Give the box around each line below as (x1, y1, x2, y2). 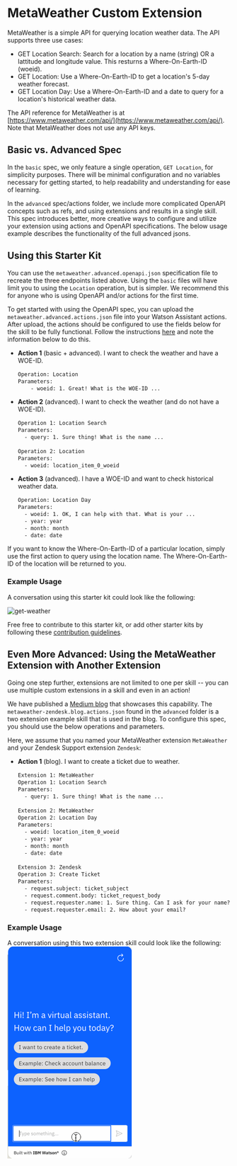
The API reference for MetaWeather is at (7, 108, 125, 117)
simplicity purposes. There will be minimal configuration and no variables (7, 170, 221, 178)
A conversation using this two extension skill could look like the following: (7, 938, 221, 947)
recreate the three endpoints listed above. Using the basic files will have (7, 276, 218, 285)
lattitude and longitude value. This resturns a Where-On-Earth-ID (17, 57, 207, 65)
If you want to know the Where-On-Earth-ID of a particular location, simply (7, 544, 225, 553)
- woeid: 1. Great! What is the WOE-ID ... (30, 384, 161, 392)
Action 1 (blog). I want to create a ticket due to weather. (17, 757, 180, 765)
